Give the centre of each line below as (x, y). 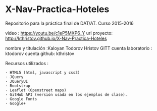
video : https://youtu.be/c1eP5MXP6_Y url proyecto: (59, 33)
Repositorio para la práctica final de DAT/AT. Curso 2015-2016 (69, 23)
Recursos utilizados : (27, 63)
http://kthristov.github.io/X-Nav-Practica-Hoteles (56, 38)
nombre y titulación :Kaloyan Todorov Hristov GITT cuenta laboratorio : (79, 48)
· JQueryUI (17, 81)
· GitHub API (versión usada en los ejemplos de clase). (66, 94)
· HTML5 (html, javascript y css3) (43, 72)
